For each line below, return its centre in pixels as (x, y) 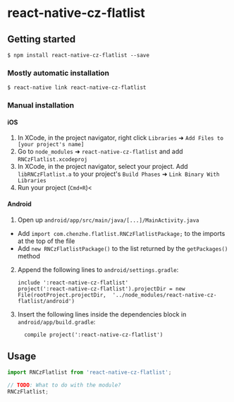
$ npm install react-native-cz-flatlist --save (79, 55)
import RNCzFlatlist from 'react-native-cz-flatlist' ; (90, 372)
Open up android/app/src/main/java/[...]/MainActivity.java (108, 220)
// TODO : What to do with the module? (64, 385)
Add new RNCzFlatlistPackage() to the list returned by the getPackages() (123, 248)
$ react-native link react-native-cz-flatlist (77, 88)
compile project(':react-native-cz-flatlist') (94, 335)
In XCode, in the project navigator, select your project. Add (103, 167)
